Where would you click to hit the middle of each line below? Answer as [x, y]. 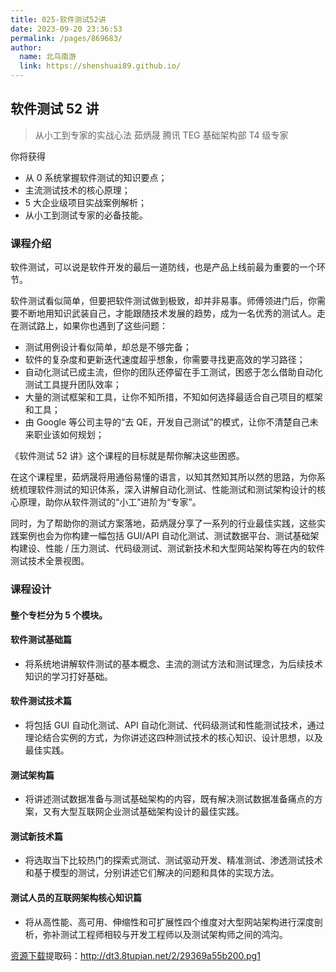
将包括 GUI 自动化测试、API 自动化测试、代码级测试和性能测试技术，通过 [174, 725]
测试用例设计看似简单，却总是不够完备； [108, 347]
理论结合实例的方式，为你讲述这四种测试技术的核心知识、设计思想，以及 [173, 738]
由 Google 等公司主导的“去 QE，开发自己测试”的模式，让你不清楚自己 [167, 422]
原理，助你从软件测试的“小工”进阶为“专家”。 [110, 502]
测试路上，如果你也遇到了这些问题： [93, 326]
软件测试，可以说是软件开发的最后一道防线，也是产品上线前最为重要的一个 [163, 267]
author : [26, 47]
